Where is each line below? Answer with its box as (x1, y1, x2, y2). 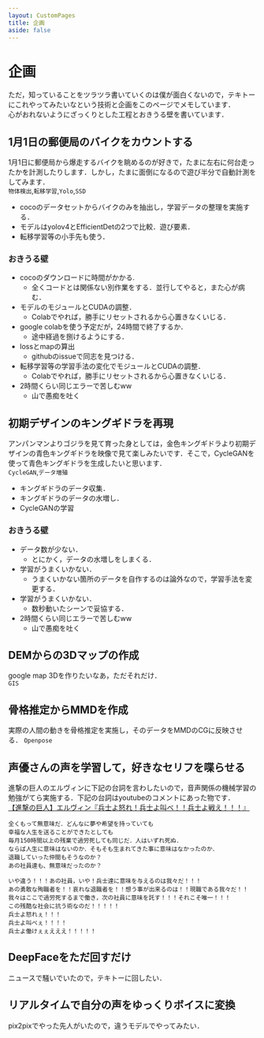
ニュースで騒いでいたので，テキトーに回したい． (8, 973, 167, 982)
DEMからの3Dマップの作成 (8, 648, 139, 662)
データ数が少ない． (19, 545, 83, 554)
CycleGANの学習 (19, 504, 75, 513)
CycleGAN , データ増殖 (8, 467, 69, 477)
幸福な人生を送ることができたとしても (8, 828, 114, 836)
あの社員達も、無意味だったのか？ (8, 861, 102, 869)
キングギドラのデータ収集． (19, 484, 110, 493)
